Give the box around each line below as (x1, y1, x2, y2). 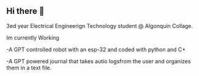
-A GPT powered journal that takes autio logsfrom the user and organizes (6, 57, 191, 64)
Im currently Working (6, 34, 59, 41)
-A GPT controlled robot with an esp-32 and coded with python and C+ (6, 46, 186, 53)
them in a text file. (6, 64, 52, 71)
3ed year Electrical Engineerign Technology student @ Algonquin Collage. (6, 22, 193, 29)
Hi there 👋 (6, 6, 45, 16)
